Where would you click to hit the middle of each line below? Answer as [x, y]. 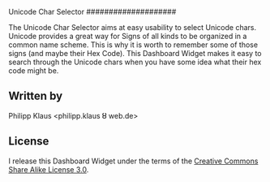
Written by [36, 96]
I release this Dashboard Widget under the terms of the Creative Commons [133, 161]
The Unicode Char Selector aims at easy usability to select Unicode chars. [133, 27]
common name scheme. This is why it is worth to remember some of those [133, 45]
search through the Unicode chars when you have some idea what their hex [135, 62]
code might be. [34, 71]
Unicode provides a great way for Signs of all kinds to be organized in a [128, 36]
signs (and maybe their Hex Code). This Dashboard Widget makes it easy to [135, 53]
